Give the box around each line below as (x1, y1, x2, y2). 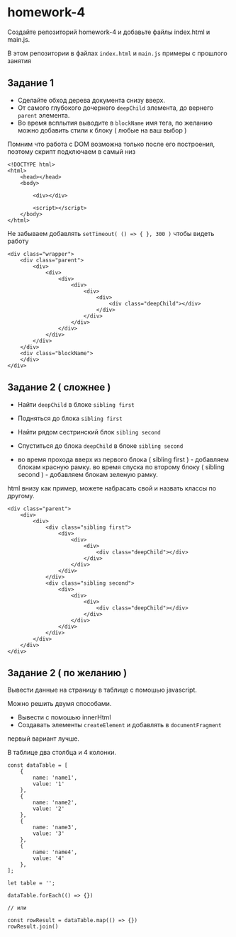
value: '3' (33, 830, 65, 837)
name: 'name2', (33, 799, 78, 807)
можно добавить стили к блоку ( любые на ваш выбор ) (17, 125, 187, 135)
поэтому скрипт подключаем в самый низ (7, 147, 136, 156)
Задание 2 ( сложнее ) (7, 381, 111, 393)
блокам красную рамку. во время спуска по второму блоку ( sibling (17, 462, 225, 471)
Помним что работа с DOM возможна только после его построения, (7, 140, 215, 148)
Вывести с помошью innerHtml (17, 713, 111, 722)
